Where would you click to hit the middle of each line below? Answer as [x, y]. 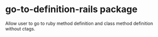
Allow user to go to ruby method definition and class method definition [79, 23]
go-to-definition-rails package [71, 9]
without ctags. [20, 28]
